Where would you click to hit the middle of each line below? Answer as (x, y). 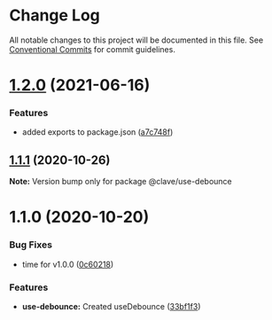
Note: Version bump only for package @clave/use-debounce (120, 182)
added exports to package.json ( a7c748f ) (97, 132)
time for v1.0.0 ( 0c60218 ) (68, 264)
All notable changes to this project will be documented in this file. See (136, 40)
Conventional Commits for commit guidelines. (92, 49)
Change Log (54, 16)
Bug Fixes (31, 245)
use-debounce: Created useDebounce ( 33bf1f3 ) (111, 307)
